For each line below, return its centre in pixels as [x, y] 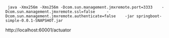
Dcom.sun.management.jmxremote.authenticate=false [61, 16]
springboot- [149, 16]
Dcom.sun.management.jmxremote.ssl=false [50, 12]
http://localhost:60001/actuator [38, 30]
